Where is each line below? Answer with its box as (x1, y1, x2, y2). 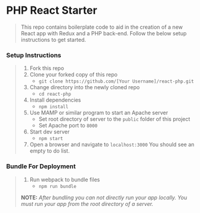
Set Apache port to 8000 (38, 122, 98, 129)
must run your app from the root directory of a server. (20, 200, 153, 207)
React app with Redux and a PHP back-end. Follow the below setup (20, 29, 187, 36)
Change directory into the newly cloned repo (29, 84, 140, 91)
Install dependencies (29, 96, 81, 104)
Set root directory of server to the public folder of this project (38, 115, 190, 123)
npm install (38, 104, 69, 110)
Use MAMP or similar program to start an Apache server (29, 109, 168, 117)
